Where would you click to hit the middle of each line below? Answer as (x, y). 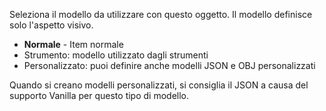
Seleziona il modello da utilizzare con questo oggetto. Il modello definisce (161, 14)
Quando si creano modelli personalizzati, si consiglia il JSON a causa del (159, 85)
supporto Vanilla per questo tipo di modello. (99, 95)
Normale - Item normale (73, 44)
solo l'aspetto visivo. (51, 25)
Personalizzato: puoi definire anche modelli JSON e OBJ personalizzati (169, 65)
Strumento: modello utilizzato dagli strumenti (116, 55)
